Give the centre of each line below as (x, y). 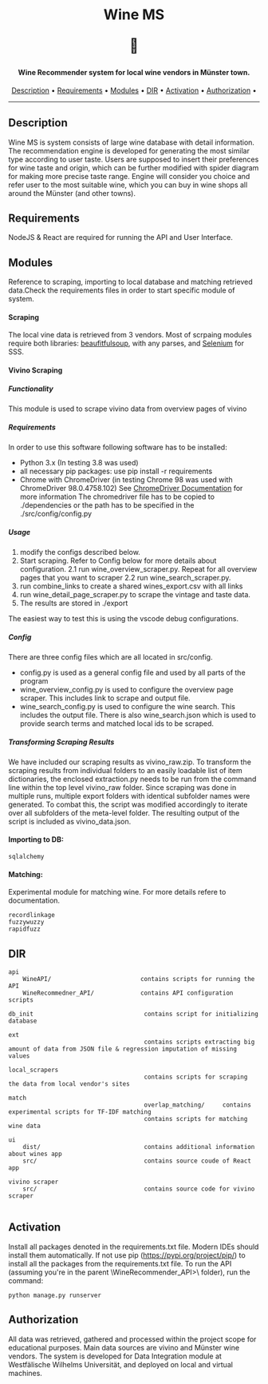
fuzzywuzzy (26, 922)
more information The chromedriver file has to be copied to (117, 497)
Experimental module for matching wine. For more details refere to (117, 892)
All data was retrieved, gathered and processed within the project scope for (132, 1339)
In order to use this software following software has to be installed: (118, 447)
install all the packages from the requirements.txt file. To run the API (120, 1263)
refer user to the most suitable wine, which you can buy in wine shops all (128, 185)
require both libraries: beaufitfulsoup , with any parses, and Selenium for (126, 343)
